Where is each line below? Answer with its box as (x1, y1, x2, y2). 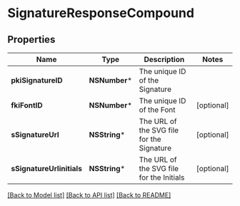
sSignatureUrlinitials (11, 164, 82, 173)
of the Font (139, 105, 176, 115)
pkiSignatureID (11, 76, 63, 85)
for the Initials (139, 172, 185, 182)
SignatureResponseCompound (7, 5, 195, 21)
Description (144, 55, 185, 64)
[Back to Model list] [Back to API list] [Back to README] (7, 191, 171, 199)
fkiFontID (11, 101, 43, 110)
